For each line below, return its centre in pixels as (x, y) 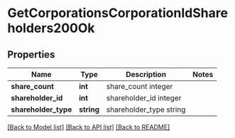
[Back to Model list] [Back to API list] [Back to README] (89, 127)
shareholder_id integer (144, 98)
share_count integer (140, 86)
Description (146, 74)
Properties (31, 54)
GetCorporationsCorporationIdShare (118, 13)
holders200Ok (51, 28)
